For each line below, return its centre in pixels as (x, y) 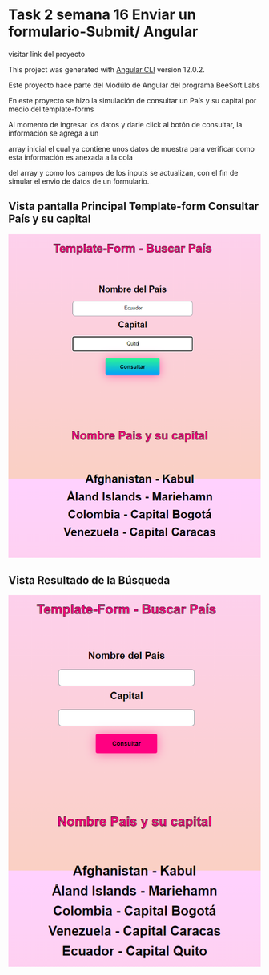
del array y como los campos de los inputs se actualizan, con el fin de (123, 172)
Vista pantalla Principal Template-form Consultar (134, 206)
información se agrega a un (54, 133)
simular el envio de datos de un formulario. (79, 181)
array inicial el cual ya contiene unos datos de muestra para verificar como (131, 148)
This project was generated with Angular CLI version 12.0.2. (107, 69)
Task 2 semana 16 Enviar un (102, 15)
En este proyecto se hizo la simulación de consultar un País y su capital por (132, 100)
